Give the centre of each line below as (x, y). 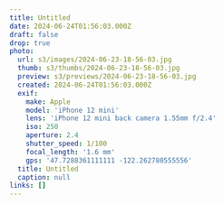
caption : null (44, 177)
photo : (22, 51)
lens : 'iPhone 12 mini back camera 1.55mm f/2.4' (121, 118)
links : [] (28, 186)
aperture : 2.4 (52, 135)
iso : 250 (42, 127)
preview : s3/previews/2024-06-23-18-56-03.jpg (107, 77)
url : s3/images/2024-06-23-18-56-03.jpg (95, 60)
